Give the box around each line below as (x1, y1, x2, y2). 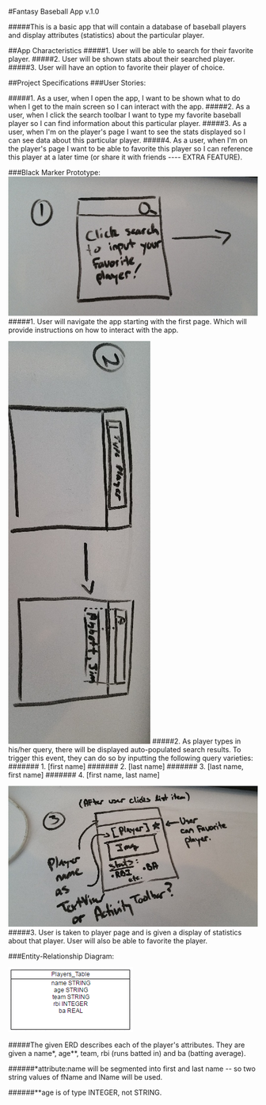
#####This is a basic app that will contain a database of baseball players (8, 22, 247, 31)
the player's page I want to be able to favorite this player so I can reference (8, 144, 253, 153)
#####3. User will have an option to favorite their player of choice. (8, 63, 226, 72)
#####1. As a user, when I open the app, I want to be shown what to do (8, 94, 241, 102)
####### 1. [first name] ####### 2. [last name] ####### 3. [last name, (8, 761, 244, 771)
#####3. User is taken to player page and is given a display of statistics (8, 927, 242, 938)
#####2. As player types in (151, 736, 241, 746)
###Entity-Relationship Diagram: (8, 951, 115, 962)
